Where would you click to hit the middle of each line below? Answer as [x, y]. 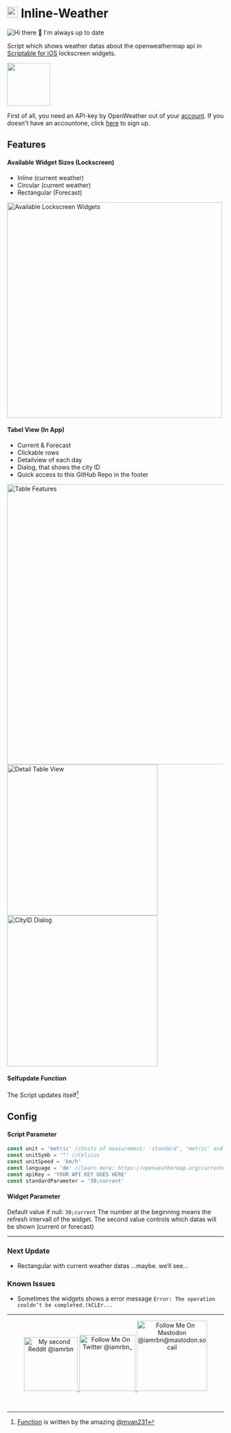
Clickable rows [38, 452]
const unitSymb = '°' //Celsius [53, 1155]
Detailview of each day [49, 459]
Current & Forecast [44, 445]
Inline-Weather [64, 13]
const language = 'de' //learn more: [61, 1168]
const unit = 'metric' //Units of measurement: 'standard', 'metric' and [115, 1149]
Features [26, 145]
